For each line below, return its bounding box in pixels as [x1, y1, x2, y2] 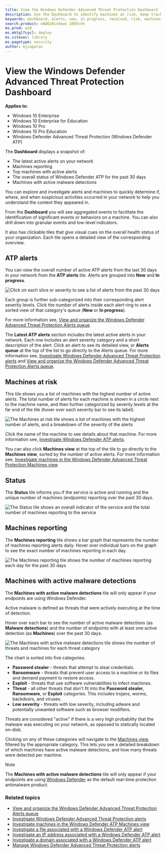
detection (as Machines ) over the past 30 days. [5, 630, 102, 636]
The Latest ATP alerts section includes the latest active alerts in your [5, 332, 146, 338]
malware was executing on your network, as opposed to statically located [5, 721, 155, 727]
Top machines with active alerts [12, 169, 78, 174]
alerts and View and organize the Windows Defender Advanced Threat [5, 358, 149, 364]
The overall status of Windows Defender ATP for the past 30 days [12, 174, 147, 180]
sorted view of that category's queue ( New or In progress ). [5, 307, 126, 313]
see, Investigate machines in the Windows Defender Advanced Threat [5, 456, 148, 462]
